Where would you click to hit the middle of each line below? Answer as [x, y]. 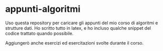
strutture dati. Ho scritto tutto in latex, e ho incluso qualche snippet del [78, 28]
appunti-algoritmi [43, 9]
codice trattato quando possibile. [39, 33]
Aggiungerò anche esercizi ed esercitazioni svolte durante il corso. [74, 43]
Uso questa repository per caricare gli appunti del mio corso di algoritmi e [82, 23]
